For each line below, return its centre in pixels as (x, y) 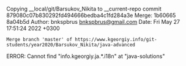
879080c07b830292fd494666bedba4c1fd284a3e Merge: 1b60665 (91, 15)
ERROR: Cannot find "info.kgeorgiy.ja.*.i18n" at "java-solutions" (86, 56)
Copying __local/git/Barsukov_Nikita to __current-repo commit (84, 9)
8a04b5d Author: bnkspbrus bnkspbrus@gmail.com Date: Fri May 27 (93, 22)
